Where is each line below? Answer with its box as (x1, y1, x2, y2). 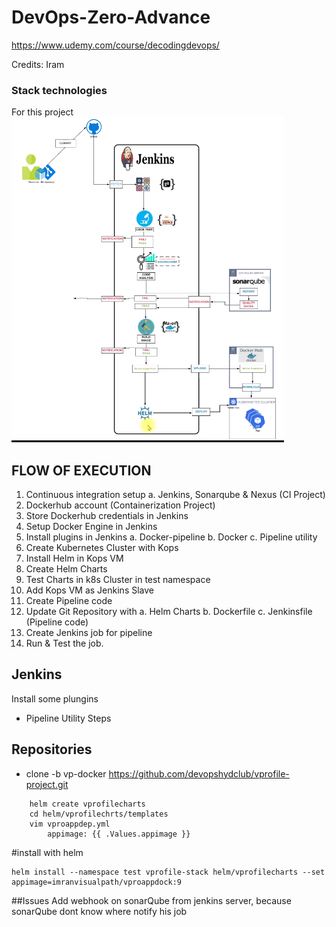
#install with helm (11, 846, 84, 858)
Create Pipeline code (25, 595, 113, 607)
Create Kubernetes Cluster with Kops (25, 542, 179, 554)
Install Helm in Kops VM (25, 552, 124, 565)
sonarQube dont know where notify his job (11, 905, 188, 917)
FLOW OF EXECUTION (11, 462, 152, 479)
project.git (25, 778, 69, 790)
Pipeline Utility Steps (25, 712, 112, 724)
